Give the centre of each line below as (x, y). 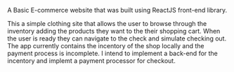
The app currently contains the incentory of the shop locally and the (106, 46)
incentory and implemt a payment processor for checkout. (91, 61)
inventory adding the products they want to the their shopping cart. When (114, 31)
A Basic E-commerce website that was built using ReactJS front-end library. (117, 10)
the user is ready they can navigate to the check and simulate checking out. (117, 38)
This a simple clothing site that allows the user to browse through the (107, 23)
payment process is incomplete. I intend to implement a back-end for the (112, 53)
